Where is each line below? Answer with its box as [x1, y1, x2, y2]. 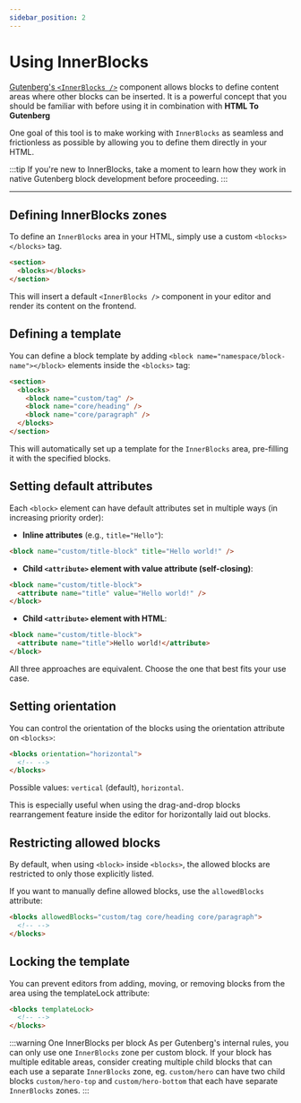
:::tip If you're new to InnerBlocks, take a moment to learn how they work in [9, 163, 287, 175]
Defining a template [9, 326, 122, 341]
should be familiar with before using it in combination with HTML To [9, 100, 260, 111]
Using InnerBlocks [9, 51, 150, 72]
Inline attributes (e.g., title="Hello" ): [21, 530, 164, 540]
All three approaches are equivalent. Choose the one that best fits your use [9, 663, 287, 674]
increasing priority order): [9, 512, 105, 522]
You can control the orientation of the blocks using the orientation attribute [9, 722, 285, 733]
